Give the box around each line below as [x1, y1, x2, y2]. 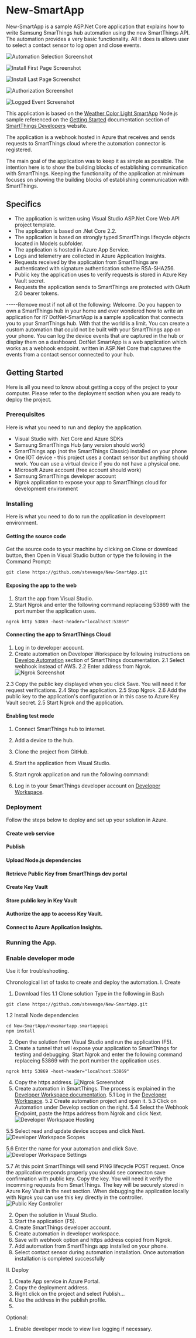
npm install [6, 1028, 35, 1034]
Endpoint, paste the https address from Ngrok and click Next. [14, 1110, 163, 1117]
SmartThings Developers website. [6, 122, 88, 129]
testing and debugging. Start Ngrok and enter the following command [14, 1051, 183, 1058]
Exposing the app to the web [6, 582, 77, 589]
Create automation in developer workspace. [14, 1230, 121, 1237]
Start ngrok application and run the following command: [14, 770, 149, 777]
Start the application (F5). [14, 1218, 77, 1225]
